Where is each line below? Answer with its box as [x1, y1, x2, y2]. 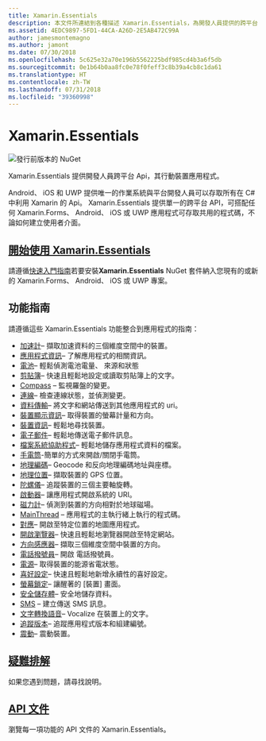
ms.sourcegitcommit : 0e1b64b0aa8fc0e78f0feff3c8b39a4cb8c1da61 [8, 64, 222, 71]
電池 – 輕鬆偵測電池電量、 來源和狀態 [19, 361, 139, 370]
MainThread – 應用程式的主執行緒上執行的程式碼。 [19, 509, 185, 519]
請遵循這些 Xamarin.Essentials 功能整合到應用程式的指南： [8, 323, 199, 334]
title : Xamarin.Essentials [8, 11, 98, 20]
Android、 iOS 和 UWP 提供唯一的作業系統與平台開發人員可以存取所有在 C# [8, 188, 256, 198]
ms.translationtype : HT [8, 71, 87, 79]
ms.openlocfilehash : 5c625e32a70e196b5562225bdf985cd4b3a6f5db [8, 56, 222, 64]
